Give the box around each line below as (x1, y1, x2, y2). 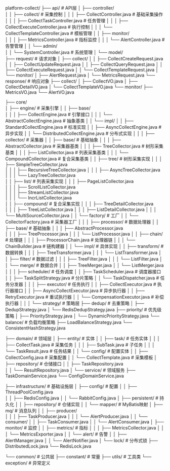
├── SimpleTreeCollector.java (5, 162, 68, 167)
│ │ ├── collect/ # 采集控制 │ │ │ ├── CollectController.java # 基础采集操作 (5, 11, 163, 17)
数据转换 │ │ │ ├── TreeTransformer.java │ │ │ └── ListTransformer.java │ (5, 249, 162, 256)
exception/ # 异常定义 (5, 460, 51, 466)
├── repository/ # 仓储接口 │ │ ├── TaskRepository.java (5, 361, 123, 367)
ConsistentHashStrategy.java (5, 325, 66, 331)
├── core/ (5, 99, 27, 105)
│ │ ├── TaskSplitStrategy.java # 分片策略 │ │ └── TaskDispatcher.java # (5, 275, 159, 281)
